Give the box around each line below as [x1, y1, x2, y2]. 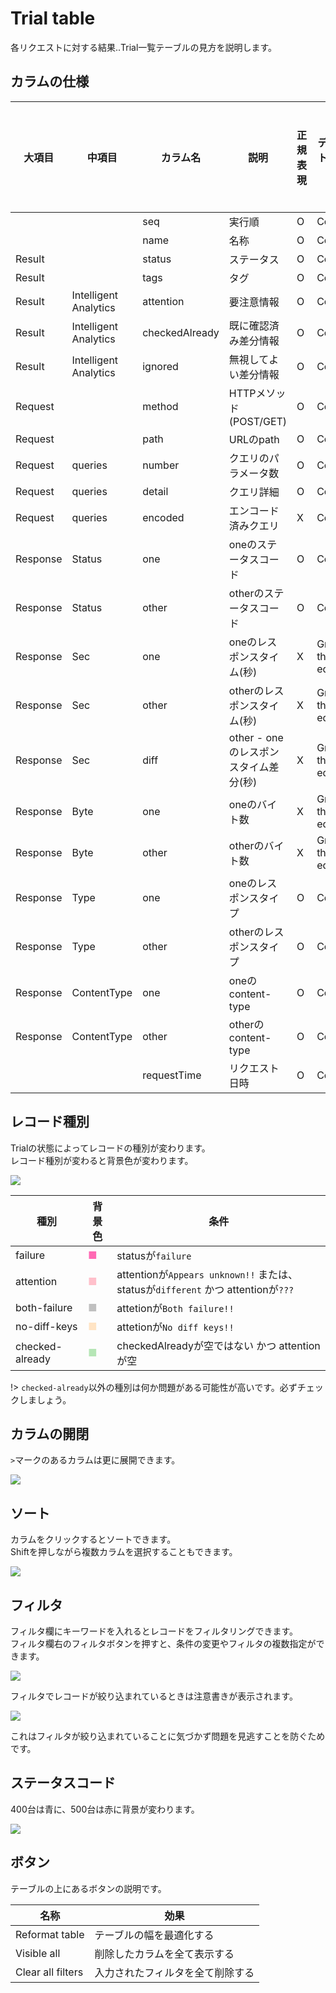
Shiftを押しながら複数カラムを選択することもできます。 [10, 1546, 238, 1558]
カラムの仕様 [10, 73, 90, 91]
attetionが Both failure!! [116, 1301, 235, 1315]
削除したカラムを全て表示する [94, 1947, 235, 1961]
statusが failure [116, 1248, 192, 1262]
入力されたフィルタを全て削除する [94, 1965, 255, 1979]
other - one [228, 730, 284, 744]
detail [142, 484, 169, 498]
